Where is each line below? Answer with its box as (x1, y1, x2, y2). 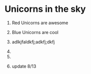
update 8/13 (11, 63, 37, 69)
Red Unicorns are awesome (11, 20, 69, 26)
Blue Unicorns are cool (11, 29, 59, 35)
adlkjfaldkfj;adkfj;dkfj (11, 38, 55, 45)
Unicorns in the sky (4, 3, 86, 15)
